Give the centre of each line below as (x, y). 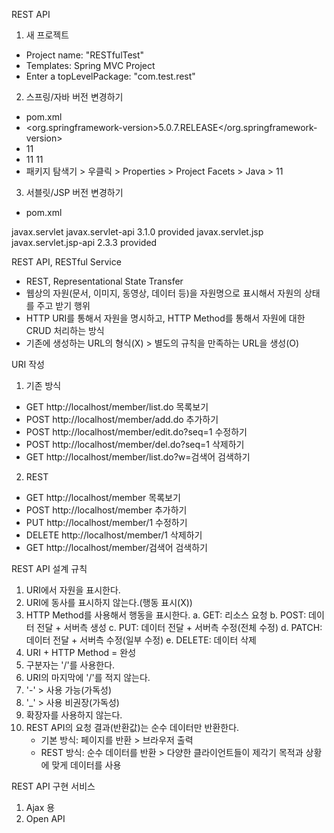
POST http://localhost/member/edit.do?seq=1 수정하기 (136, 432)
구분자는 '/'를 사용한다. (70, 665)
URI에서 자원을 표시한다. (73, 590)
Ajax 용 (40, 807)
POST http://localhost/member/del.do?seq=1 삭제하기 (135, 444)
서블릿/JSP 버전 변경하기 (74, 192)
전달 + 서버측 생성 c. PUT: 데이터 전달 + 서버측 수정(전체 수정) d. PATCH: (179, 627)
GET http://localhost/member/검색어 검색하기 (116, 547)
